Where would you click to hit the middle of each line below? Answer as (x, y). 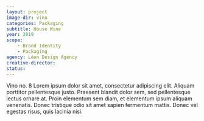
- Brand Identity (39, 46)
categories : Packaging (35, 23)
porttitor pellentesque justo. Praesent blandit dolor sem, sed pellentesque (98, 92)
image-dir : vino (27, 18)
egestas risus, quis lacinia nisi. (45, 112)
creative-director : (31, 63)
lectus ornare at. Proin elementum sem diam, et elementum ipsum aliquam (100, 99)
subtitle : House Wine (34, 29)
